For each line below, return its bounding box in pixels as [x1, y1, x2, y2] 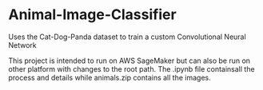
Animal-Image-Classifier [8, 6, 177, 24]
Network [8, 40, 38, 49]
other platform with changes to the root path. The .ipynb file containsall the [8, 64, 255, 73]
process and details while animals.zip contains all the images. [8, 72, 211, 82]
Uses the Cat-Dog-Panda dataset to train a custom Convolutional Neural [8, 32, 246, 41]
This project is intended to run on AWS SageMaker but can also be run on [8, 56, 250, 65]
